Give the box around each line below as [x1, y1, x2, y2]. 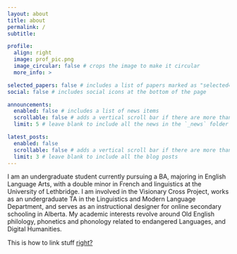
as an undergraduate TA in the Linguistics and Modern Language [7, 195, 196, 203]
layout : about [7, 10, 49, 18]
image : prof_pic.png [13, 56, 74, 64]
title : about [7, 17, 46, 24]
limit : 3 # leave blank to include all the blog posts [13, 153, 178, 160]
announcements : [7, 101, 52, 108]
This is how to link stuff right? [7, 238, 93, 247]
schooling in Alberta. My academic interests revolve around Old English [7, 210, 215, 219]
